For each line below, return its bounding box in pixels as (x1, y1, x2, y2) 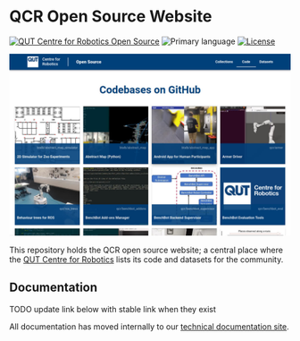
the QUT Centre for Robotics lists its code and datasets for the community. (9, 253, 284, 265)
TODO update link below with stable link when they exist (9, 303, 217, 314)
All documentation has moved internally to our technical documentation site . (9, 320, 290, 332)
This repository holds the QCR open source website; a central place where (9, 244, 284, 255)
